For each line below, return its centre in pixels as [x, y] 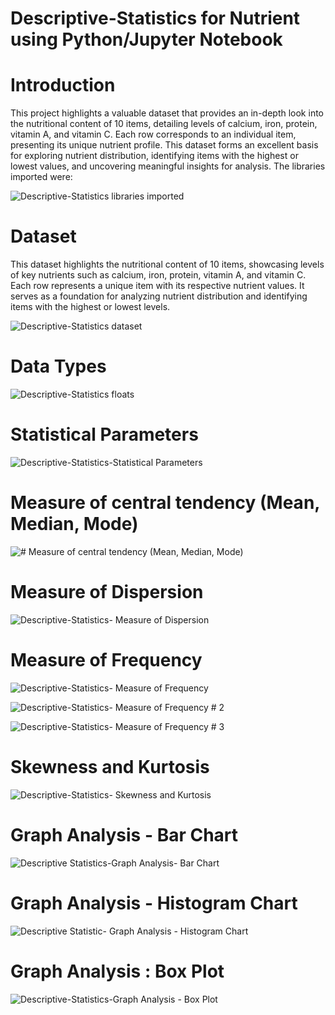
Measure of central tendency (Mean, [165, 503]
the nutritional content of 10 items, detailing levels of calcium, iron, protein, [164, 124]
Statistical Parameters [104, 434]
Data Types [58, 366]
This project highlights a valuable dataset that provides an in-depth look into [167, 113]
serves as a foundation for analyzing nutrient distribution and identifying [159, 296]
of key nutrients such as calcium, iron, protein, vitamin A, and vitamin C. [158, 275]
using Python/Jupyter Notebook [146, 39]
